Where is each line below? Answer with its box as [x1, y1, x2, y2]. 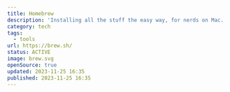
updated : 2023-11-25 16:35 [7, 68, 85, 75]
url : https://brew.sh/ [7, 42, 73, 49]
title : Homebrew [7, 10, 54, 17]
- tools [13, 36, 36, 43]
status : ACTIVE [7, 49, 51, 56]
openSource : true [7, 62, 57, 68]
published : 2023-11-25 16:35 [7, 74, 91, 82]
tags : [7, 29, 23, 37]
